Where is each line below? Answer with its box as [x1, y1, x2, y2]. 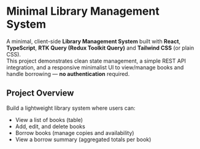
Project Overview [6, 88, 74, 99]
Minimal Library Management [6, 4, 160, 18]
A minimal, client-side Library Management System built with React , [6, 37, 181, 45]
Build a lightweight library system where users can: [6, 104, 136, 112]
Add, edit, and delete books [15, 123, 86, 130]
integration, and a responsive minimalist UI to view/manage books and [6, 63, 184, 71]
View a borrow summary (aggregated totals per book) [15, 136, 152, 143]
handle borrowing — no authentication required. [6, 70, 130, 77]
